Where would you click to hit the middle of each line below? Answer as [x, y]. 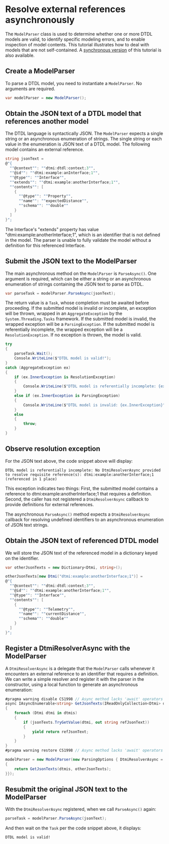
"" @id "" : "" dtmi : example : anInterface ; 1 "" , [55, 173]
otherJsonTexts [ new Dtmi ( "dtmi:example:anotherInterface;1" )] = [74, 577]
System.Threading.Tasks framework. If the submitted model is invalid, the [80, 319]
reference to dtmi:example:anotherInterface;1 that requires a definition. [78, 494]
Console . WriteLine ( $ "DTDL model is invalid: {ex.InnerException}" [94, 405]
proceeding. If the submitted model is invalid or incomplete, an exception [81, 308]
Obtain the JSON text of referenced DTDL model [82, 541]
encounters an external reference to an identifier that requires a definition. [82, 674]
